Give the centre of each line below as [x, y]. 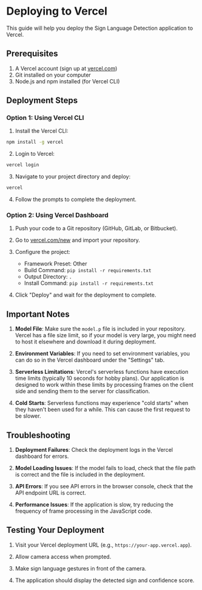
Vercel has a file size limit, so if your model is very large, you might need [105, 335]
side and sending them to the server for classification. [82, 392]
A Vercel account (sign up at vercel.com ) [66, 68]
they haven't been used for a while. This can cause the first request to [103, 410]
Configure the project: [43, 252]
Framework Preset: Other [56, 264]
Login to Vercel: [35, 154]
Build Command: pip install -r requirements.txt [88, 270]
